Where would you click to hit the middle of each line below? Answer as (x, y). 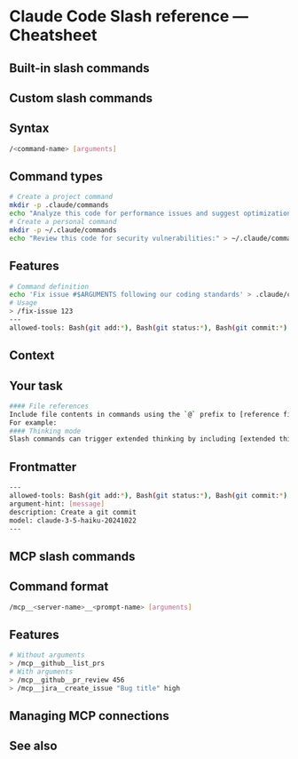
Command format (59, 587)
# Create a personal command (63, 222)
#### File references (49, 406)
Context (32, 356)
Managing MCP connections (90, 716)
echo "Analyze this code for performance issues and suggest (125, 214)
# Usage (24, 303)
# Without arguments (47, 655)
